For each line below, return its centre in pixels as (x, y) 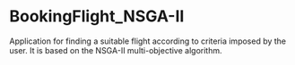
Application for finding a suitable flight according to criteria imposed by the (148, 41)
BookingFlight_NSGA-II (97, 16)
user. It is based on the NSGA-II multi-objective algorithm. (116, 50)
